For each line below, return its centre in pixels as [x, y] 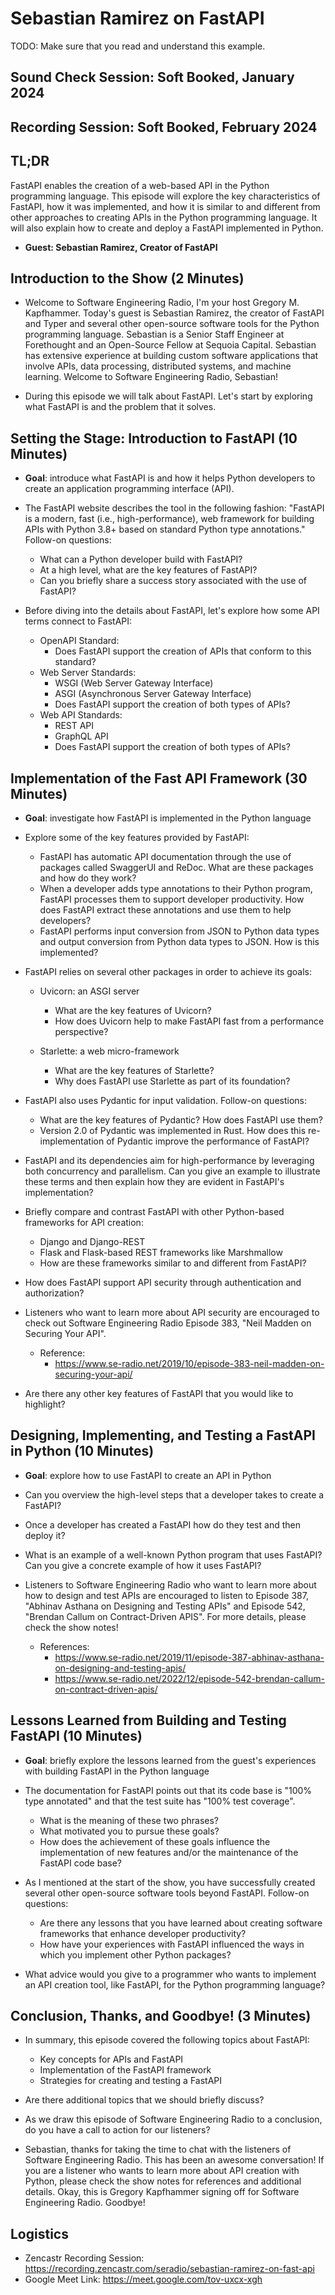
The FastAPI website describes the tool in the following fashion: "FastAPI [174, 508]
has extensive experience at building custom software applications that [171, 356]
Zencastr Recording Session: [84, 2258]
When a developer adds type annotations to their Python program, [176, 888]
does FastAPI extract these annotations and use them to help [165, 909]
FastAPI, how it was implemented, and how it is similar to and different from [165, 206]
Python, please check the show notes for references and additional [163, 2181]
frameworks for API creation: [84, 1222]
